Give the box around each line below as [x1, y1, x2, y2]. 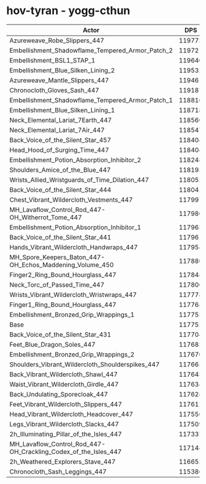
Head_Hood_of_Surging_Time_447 [9, 145, 109, 154]
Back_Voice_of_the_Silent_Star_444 [9, 185, 112, 194]
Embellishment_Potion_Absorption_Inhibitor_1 [9, 223, 142, 232]
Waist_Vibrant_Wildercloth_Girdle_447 [9, 380, 119, 388]
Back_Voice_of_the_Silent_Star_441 [9, 233, 112, 241]
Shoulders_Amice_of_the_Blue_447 [9, 165, 112, 174]
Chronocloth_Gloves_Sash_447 [9, 86, 99, 94]
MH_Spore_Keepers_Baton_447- [9, 252, 105, 261]
